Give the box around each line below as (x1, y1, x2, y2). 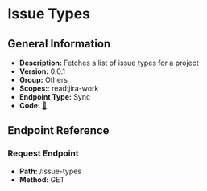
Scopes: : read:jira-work (19, 83, 99, 93)
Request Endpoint (7, 148, 79, 159)
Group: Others (19, 75, 68, 84)
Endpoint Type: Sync (19, 92, 91, 101)
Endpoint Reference (7, 124, 110, 137)
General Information (7, 37, 111, 51)
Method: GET (19, 174, 65, 185)
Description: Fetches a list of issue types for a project (19, 58, 199, 67)
